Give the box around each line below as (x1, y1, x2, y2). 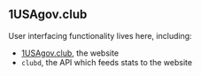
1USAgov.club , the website (20, 48, 120, 58)
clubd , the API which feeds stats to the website (20, 57, 192, 67)
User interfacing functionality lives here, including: (8, 30, 192, 41)
